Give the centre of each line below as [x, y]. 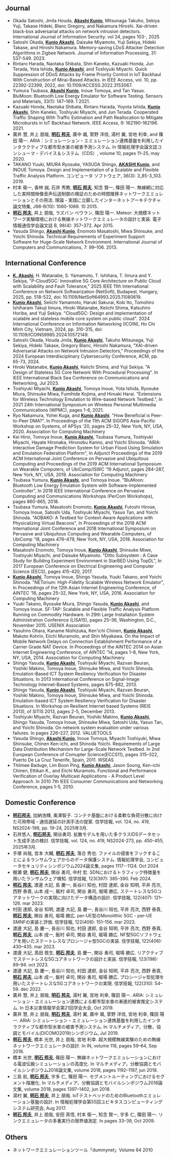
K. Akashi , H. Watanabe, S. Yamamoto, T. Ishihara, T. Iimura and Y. [82, 275]
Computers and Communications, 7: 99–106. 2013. [65, 247]
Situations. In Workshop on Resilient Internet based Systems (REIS [81, 706]
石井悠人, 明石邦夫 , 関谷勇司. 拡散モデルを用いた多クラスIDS [75, 834]
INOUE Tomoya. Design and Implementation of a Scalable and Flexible [86, 170]
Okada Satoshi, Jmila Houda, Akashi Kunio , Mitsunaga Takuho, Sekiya [86, 20]
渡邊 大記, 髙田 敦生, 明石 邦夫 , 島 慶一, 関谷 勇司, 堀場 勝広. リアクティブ [88, 953]
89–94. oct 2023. [31, 965]
